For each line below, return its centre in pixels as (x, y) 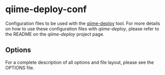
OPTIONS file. (20, 67)
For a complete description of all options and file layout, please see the (80, 62)
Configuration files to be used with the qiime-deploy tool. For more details (83, 23)
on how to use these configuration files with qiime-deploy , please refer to (82, 28)
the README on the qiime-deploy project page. (55, 34)
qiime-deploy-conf (46, 9)
